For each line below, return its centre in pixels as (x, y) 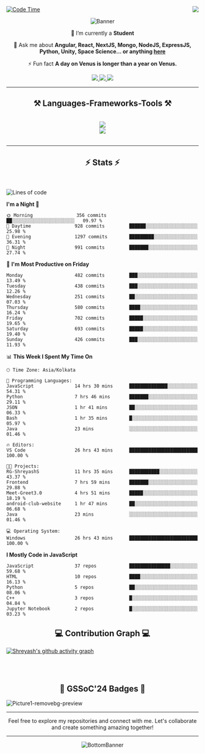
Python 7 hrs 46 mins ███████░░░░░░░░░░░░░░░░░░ (102, 397)
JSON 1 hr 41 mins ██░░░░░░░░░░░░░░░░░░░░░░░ (102, 407)
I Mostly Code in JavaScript (42, 555)
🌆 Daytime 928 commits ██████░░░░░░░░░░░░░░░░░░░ (102, 226)
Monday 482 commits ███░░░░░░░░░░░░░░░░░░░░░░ (102, 275)
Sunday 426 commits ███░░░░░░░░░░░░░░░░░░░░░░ (102, 339)
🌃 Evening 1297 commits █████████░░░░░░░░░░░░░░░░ (102, 236)
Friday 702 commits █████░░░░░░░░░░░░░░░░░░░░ (102, 318)
